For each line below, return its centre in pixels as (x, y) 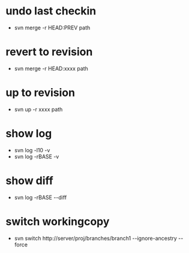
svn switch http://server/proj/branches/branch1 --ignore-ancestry (96, 238)
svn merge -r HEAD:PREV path (52, 28)
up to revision (40, 93)
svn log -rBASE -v (37, 156)
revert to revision (49, 52)
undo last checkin (51, 11)
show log (29, 134)
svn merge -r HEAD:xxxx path (51, 68)
